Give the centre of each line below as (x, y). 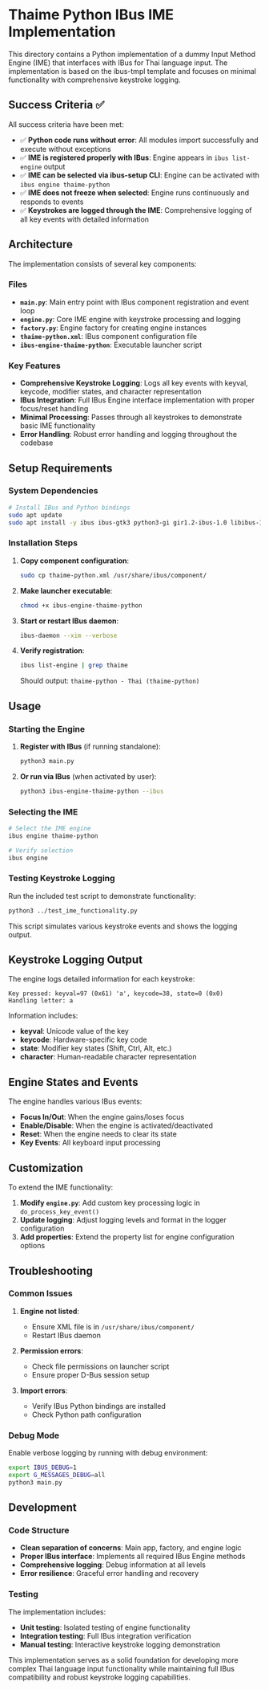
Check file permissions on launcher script (100, 1366)
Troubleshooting (51, 1271)
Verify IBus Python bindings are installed (98, 1406)
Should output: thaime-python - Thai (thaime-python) (110, 681)
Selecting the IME (43, 811)
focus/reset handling (54, 409)
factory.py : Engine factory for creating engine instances (113, 328)
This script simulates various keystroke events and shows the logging (123, 926)
